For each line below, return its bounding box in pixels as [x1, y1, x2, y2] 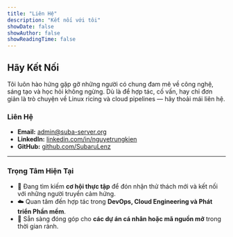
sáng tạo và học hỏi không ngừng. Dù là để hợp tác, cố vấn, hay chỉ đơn [7, 87, 213, 96]
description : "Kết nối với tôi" [7, 17, 101, 24]
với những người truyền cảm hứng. [17, 189, 116, 197]
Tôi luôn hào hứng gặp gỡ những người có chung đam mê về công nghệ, [7, 80, 214, 88]
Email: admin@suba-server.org [17, 128, 107, 136]
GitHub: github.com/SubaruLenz [17, 143, 111, 151]
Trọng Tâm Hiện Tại [7, 166, 74, 176]
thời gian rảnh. [17, 222, 59, 230]
